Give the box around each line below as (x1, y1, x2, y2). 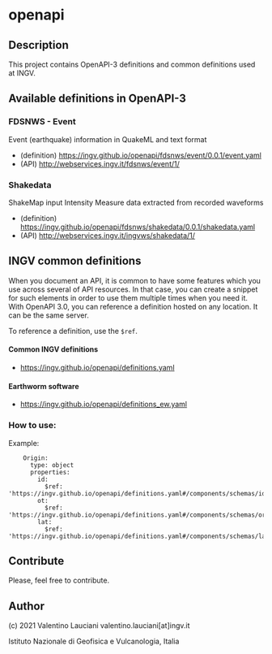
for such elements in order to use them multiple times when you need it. (8, 292, 249, 302)
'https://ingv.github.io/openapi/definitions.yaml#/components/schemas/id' (8, 489, 270, 497)
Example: (8, 438, 40, 448)
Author (8, 599, 45, 613)
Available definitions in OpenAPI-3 (8, 92, 186, 106)
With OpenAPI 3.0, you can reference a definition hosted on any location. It (8, 301, 258, 311)
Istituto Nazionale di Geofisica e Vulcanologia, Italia (8, 636, 180, 647)
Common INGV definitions (8, 344, 99, 354)
